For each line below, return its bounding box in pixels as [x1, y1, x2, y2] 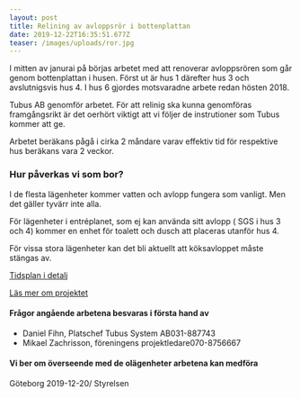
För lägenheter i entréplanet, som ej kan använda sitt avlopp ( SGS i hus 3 [9, 215, 281, 226]
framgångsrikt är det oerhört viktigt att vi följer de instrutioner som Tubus [9, 109, 280, 120]
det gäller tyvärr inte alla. [9, 198, 101, 209]
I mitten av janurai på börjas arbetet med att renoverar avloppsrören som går [9, 63, 293, 74]
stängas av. [9, 252, 52, 263]
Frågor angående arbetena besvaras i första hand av [9, 308, 209, 319]
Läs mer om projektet [9, 287, 88, 298]
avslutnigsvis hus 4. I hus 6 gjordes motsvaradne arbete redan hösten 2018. [9, 82, 290, 93]
